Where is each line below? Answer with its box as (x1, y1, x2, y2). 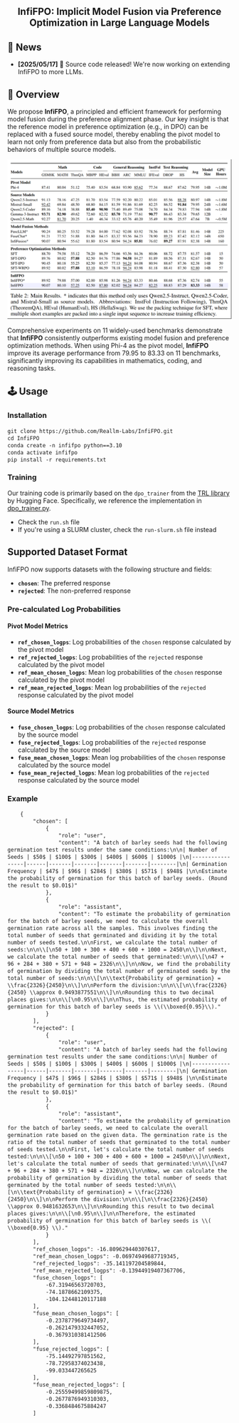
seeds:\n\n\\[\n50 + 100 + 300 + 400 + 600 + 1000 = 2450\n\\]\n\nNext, (7, 947, 228, 954)
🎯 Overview (7, 88, 60, 101)
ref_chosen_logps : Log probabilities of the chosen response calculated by (17, 638, 231, 646)
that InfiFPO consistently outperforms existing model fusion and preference (7, 333, 230, 342)
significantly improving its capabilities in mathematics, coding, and (7, 356, 203, 364)
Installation (7, 410, 48, 420)
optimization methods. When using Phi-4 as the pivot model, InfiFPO (7, 341, 209, 350)
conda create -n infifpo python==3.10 (7, 442, 122, 449)
